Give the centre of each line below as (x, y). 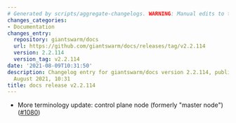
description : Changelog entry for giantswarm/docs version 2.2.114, (110, 72)
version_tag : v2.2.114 (47, 59)
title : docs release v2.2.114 (52, 85)
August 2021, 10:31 (42, 79)
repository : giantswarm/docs (56, 40)
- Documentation (31, 27)
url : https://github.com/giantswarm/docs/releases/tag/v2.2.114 (110, 46)
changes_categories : (38, 20)
